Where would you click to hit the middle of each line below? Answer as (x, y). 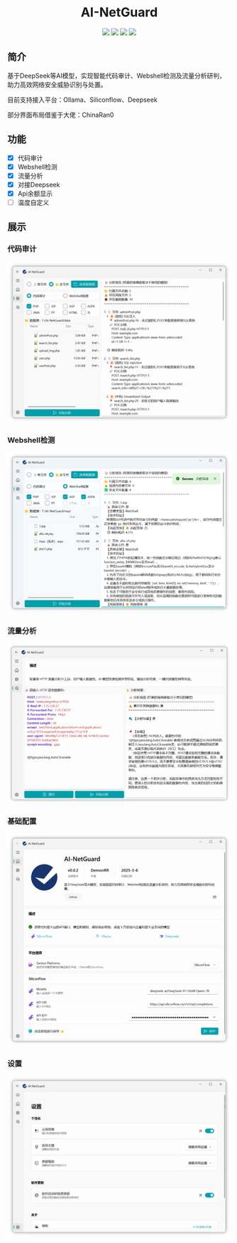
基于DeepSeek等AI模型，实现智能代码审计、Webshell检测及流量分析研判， (116, 75)
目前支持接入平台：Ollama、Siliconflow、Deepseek (82, 100)
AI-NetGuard (119, 12)
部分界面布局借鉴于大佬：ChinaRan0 (61, 115)
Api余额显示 (35, 194)
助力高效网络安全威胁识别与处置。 (57, 84)
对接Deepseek (39, 184)
